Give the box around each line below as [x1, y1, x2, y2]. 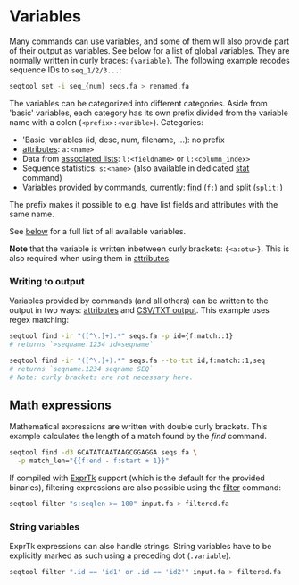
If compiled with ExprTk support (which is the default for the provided [9, 472, 265, 484]
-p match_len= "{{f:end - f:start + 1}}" [17, 456, 170, 466]
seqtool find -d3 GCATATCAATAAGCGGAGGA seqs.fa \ [9, 448, 198, 457]
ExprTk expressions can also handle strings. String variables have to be [9, 541, 272, 552]
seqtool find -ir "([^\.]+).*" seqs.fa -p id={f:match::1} [9, 332, 234, 341]
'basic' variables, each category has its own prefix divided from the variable [9, 107, 288, 118]
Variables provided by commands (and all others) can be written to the [9, 295, 269, 306]
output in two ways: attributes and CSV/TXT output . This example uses [9, 305, 270, 316]
